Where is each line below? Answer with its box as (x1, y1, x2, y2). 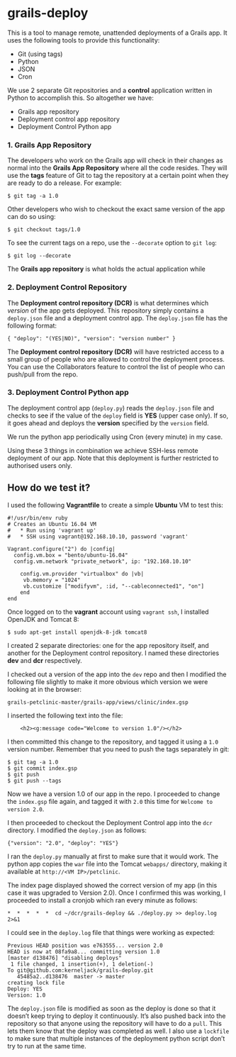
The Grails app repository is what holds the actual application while (7, 264, 206, 274)
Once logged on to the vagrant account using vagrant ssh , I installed (7, 608, 209, 616)
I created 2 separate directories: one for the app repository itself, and (7, 641, 209, 649)
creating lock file (7, 979, 65, 986)
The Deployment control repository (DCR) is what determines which (7, 298, 209, 307)
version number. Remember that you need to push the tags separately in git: (7, 744, 230, 753)
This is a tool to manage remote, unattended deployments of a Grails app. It (7, 28, 228, 37)
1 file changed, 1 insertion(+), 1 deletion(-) (10, 961, 154, 968)
